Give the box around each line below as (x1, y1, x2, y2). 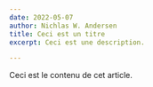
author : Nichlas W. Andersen (9, 21, 117, 30)
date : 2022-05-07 (9, 12, 74, 22)
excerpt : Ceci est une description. (9, 37, 145, 47)
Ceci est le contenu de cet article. (9, 70, 133, 81)
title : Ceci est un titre (9, 29, 105, 38)
